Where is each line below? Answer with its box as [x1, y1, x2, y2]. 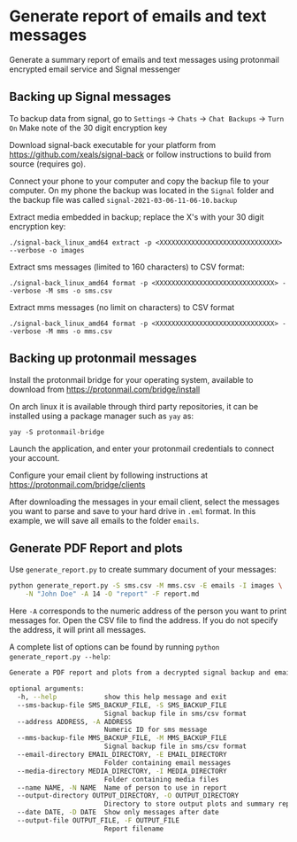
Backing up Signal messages [9, 90, 171, 105]
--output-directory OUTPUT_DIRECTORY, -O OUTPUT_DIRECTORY [17, 791, 240, 800]
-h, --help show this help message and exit [17, 692, 227, 701]
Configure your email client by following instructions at [9, 470, 209, 480]
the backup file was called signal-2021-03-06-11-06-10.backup [9, 194, 238, 205]
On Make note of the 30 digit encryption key [9, 122, 168, 133]
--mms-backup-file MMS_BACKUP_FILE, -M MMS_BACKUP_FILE [17, 734, 227, 743]
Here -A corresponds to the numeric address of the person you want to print [9, 605, 287, 617]
